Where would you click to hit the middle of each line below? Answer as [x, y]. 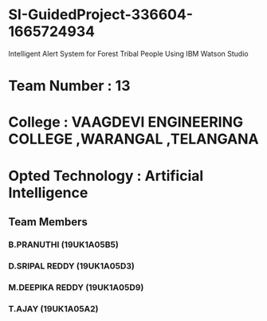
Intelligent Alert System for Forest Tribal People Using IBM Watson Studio [128, 53]
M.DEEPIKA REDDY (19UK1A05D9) [76, 287]
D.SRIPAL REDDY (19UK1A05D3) [72, 266]
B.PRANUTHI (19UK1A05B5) [64, 245]
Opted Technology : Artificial [106, 176]
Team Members [48, 222]
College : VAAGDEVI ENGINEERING [126, 122]
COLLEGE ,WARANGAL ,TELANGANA [133, 139]
